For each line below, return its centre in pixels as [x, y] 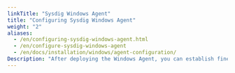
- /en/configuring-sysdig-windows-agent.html [81, 40]
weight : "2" [24, 26]
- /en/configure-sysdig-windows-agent [70, 46]
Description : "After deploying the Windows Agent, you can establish [111, 59]
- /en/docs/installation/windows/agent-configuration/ [95, 53]
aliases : [20, 33]
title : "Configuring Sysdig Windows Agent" [72, 20]
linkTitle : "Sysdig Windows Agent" [59, 14]
